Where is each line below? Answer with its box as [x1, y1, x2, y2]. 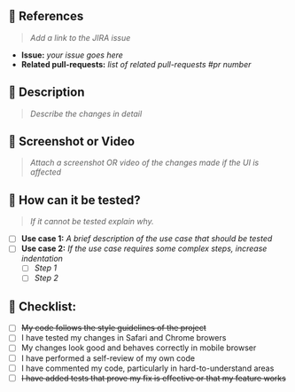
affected [29, 167, 62, 177]
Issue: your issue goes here [20, 50, 123, 60]
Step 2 [34, 272, 59, 284]
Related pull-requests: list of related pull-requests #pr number [20, 59, 252, 69]
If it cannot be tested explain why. [29, 216, 154, 227]
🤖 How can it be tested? [8, 192, 141, 208]
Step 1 [34, 263, 58, 273]
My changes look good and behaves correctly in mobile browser [20, 342, 257, 353]
